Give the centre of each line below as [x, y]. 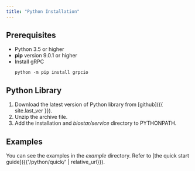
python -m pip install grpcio [52, 73]
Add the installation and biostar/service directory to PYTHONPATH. [95, 123]
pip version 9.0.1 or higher [46, 56]
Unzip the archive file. [41, 117]
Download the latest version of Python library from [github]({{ [89, 105]
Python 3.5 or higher [39, 49]
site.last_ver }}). [33, 111]
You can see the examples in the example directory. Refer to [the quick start [97, 156]
